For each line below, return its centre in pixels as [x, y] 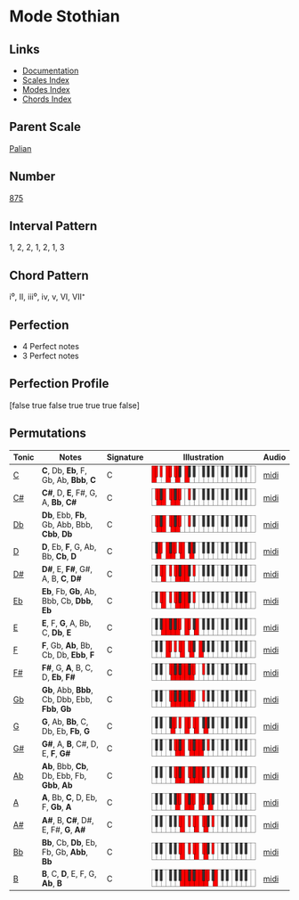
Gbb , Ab [57, 785]
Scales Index [45, 80]
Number [32, 177]
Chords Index [47, 99]
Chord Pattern [49, 275]
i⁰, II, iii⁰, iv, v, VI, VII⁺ [48, 297]
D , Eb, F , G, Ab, [69, 546]
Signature [125, 457]
